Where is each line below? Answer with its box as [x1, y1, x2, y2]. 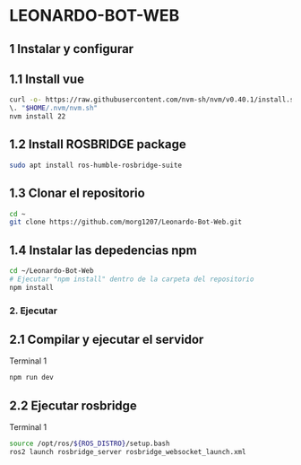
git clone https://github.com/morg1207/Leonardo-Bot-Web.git [9, 217, 243, 227]
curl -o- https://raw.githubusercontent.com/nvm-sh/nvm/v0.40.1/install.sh [9, 95, 298, 104]
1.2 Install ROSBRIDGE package [9, 136, 186, 153]
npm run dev [9, 373, 54, 382]
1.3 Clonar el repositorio [9, 186, 145, 201]
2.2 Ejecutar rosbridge [9, 398, 137, 413]
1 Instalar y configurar [9, 41, 134, 57]
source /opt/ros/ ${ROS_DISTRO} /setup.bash [9, 439, 170, 449]
